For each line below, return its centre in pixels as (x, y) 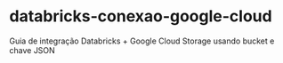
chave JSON (32, 50)
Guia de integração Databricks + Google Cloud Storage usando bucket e (142, 41)
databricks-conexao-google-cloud (141, 16)
